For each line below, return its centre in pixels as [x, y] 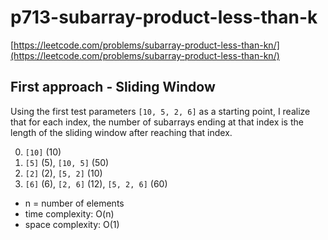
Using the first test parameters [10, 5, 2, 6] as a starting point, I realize [160, 111]
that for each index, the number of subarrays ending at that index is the [157, 122]
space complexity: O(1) [72, 224]
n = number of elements [74, 203]
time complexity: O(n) [69, 213]
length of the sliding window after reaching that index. [121, 132]
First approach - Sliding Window [113, 87]
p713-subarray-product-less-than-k [164, 17]
